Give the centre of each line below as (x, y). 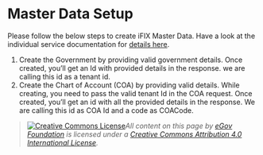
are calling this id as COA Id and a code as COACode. (106, 110)
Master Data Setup (70, 14)
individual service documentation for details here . (89, 44)
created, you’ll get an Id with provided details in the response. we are (132, 68)
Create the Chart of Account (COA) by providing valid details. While (129, 85)
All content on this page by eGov (179, 126)
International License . (62, 142)
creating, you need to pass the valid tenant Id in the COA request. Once (135, 93)
